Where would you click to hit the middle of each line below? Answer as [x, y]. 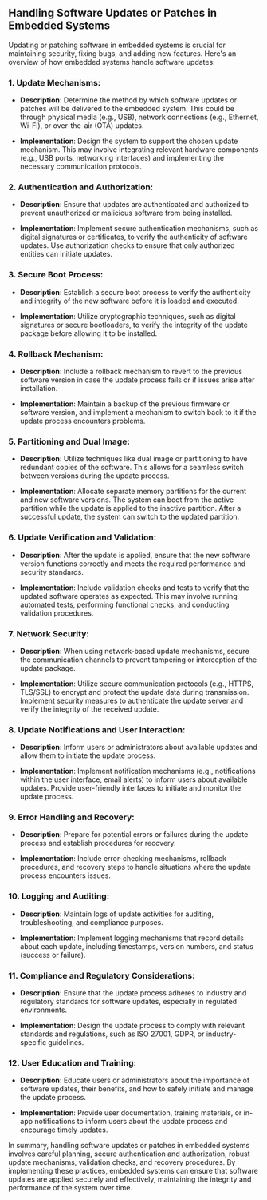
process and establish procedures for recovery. [98, 843]
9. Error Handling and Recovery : [72, 817]
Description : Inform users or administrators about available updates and [138, 748]
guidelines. [66, 1043]
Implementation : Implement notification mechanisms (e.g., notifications [138, 771]
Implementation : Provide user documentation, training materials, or [131, 1113]
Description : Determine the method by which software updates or [128, 100]
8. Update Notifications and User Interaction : [97, 729]
